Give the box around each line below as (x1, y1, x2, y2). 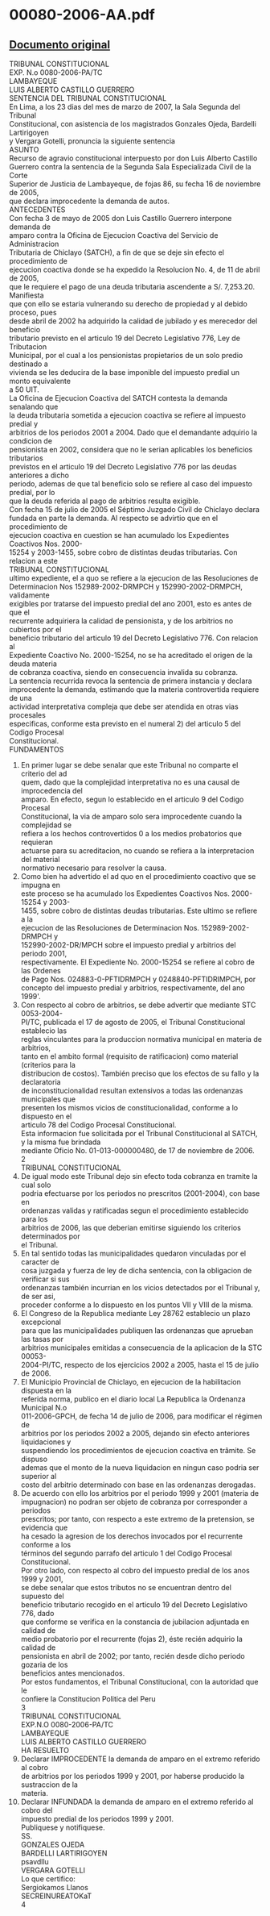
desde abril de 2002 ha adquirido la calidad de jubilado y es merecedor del (9, 316, 258, 326)
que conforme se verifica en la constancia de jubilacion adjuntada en (20, 1617, 250, 1627)
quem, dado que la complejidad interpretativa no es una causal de (20, 777, 240, 787)
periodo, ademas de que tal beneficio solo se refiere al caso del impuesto (9, 479, 252, 489)
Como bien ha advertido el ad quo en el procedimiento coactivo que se (20, 872, 256, 881)
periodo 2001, (20, 949, 67, 958)
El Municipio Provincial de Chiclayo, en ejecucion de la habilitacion (20, 1377, 242, 1386)
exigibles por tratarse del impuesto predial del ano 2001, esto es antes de (9, 599, 252, 608)
